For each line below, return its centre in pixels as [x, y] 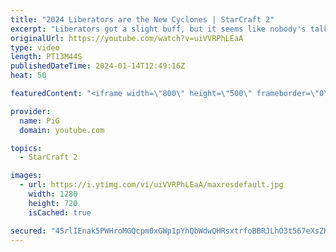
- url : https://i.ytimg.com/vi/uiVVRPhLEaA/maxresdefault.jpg [151, 185]
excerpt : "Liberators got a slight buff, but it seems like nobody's [158, 29]
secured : [28, 231]
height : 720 [53, 203]
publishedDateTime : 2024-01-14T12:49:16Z [98, 66]
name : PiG [39, 121]
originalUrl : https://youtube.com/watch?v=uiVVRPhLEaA [127, 38]
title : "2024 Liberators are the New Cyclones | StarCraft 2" [142, 19]
